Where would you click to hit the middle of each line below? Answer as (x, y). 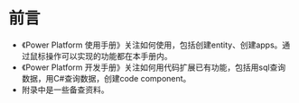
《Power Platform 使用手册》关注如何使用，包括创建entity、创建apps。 (152, 45)
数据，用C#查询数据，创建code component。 (106, 78)
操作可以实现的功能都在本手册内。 (109, 56)
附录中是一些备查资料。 (65, 90)
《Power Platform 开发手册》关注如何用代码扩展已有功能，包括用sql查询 (154, 67)
